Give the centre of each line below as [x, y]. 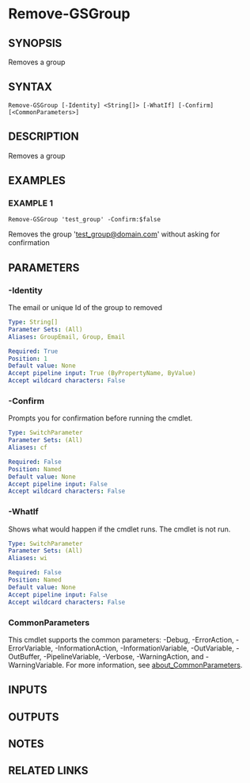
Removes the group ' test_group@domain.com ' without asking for [114, 234]
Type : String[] [33, 322]
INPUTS [28, 690]
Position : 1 [28, 359]
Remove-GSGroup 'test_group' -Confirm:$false [84, 220]
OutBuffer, [25, 656]
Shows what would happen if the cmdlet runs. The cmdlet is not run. [119, 529]
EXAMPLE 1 [31, 203]
